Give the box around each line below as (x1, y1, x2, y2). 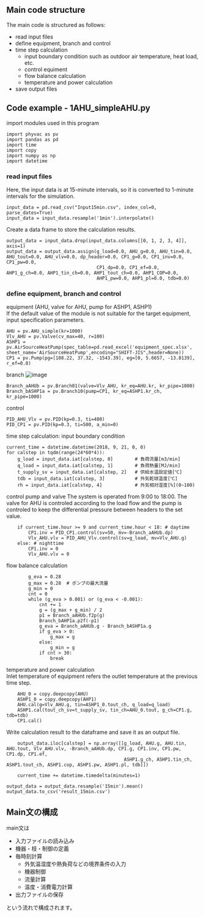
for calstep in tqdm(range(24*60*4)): (6, 450, 105, 456)
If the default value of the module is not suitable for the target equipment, (6, 310, 191, 318)
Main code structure (6, 5, 86, 15)
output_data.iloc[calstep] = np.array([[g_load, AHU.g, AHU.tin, (17, 740, 188, 747)
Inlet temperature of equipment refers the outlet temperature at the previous (6, 672, 198, 680)
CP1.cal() (17, 718, 43, 724)
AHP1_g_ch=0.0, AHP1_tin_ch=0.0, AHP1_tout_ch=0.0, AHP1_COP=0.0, (6, 270, 179, 276)
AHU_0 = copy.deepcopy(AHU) (17, 691, 89, 698)
